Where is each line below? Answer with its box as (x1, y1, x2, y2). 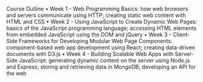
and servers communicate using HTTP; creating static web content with (6, 12, 187, 19)
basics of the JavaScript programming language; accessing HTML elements (6, 24, 197, 32)
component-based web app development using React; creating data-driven (6, 44, 196, 51)
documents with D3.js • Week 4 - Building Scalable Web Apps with (6, 50, 174, 57)
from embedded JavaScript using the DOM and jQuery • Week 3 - (6, 31, 172, 38)
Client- (173, 31, 190, 38)
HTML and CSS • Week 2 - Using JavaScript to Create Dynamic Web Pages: (6, 18, 198, 25)
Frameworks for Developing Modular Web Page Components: (19, 38, 173, 44)
